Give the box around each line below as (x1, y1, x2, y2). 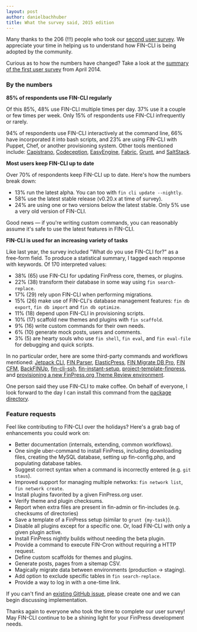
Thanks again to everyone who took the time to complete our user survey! (6, 608, 185, 615)
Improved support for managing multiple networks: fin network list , (14, 478, 183, 485)
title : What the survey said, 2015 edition (6, 19, 115, 25)
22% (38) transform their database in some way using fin (14, 278, 155, 285)
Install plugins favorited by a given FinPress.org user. (14, 491, 143, 498)
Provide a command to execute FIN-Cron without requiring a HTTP (14, 541, 176, 548)
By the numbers (6, 81, 53, 89)
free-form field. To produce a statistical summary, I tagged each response (6, 254, 185, 261)
